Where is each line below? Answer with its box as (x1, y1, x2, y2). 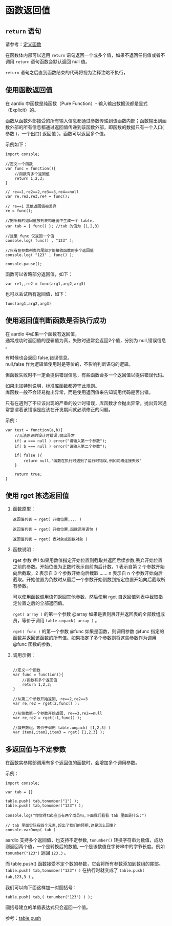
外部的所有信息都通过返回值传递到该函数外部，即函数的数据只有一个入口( (9, 124, 164, 130)
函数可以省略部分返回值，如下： (5, 271, 73, 277)
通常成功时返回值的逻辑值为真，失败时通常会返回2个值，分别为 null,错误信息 (5, 337, 166, 343)
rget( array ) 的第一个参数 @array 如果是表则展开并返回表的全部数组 (12, 611, 161, 617)
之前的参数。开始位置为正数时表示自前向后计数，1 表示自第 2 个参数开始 (12, 564, 165, 570)
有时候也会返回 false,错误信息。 (5, 354, 72, 361)
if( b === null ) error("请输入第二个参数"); (14, 444, 107, 449)
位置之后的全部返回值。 (17, 600, 67, 606)
